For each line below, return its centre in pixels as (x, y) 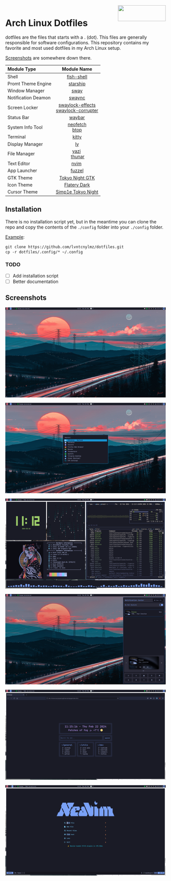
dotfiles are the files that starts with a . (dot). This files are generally (76, 37)
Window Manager (26, 91)
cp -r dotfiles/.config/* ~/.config (44, 252)
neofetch (77, 125)
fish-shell (77, 76)
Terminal (17, 137)
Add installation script (35, 276)
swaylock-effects (77, 105)
